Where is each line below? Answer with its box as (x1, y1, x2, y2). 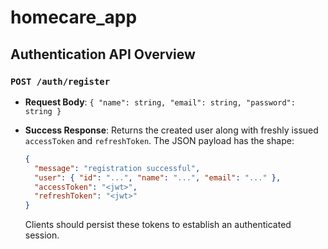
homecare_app (10, 6, 138, 29)
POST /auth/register (10, 76, 111, 87)
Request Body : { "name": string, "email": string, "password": (24, 96, 296, 108)
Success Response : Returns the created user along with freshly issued (24, 124, 319, 136)
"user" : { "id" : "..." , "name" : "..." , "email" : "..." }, (34, 172, 282, 183)
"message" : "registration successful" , (34, 163, 201, 173)
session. (24, 229, 60, 241)
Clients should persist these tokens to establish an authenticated (24, 219, 292, 231)
